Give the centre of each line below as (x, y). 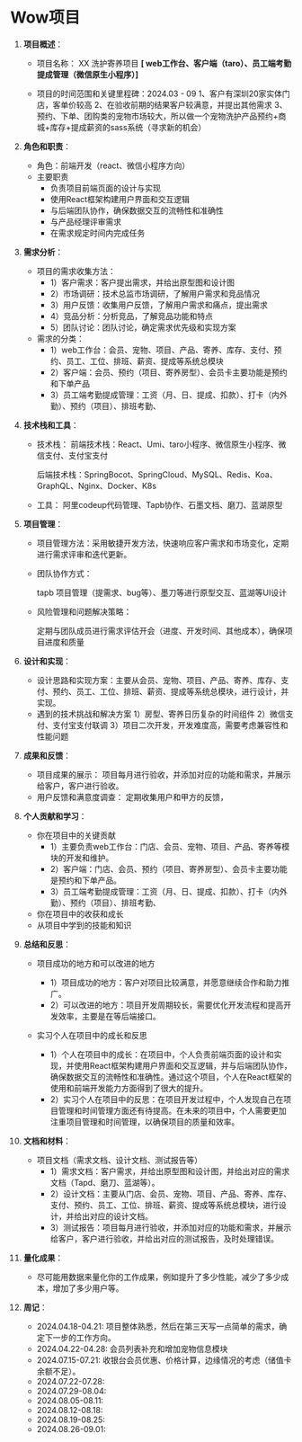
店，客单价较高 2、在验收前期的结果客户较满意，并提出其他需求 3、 (162, 104)
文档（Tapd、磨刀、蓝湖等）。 (105, 1182)
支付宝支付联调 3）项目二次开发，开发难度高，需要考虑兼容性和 (170, 725)
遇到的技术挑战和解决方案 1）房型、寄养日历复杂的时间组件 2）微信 (161, 714)
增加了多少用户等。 (88, 1288)
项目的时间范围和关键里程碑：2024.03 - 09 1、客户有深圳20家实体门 (163, 93)
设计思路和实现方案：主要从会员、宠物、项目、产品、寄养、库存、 (159, 680)
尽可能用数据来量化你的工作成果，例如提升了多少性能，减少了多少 (159, 1277)
